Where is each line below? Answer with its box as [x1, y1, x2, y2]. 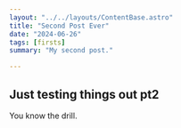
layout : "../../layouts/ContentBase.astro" [9, 12, 174, 22]
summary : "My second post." [9, 46, 114, 55]
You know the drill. [9, 110, 78, 121]
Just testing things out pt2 [9, 86, 160, 102]
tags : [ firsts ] [9, 37, 66, 47]
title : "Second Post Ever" [9, 21, 110, 30]
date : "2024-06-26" [9, 29, 82, 38]
